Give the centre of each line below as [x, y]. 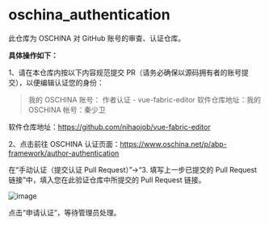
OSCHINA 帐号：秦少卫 [67, 110]
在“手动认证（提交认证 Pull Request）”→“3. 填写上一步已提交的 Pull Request [132, 169]
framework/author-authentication [64, 153]
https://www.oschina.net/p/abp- [174, 144]
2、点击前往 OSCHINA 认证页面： [64, 144]
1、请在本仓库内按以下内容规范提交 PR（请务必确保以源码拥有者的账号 [125, 72]
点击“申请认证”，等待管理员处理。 [65, 212]
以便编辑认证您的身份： [65, 82]
